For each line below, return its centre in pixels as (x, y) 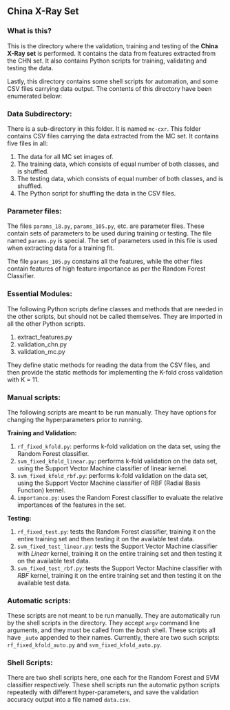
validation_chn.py (42, 344)
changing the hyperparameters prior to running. (75, 419)
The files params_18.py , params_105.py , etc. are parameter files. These (106, 226)
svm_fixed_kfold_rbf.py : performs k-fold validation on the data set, (113, 475)
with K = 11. (23, 379)
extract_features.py (44, 337)
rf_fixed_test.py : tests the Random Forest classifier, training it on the (116, 531)
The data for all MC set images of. (65, 156)
